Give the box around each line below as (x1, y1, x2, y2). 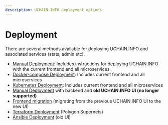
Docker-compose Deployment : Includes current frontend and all (12, 71, 145, 77)
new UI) (12, 103, 29, 109)
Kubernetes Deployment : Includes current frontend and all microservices (12, 82, 163, 88)
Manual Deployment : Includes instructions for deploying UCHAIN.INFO (12, 61, 158, 67)
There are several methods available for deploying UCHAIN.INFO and (5, 46, 148, 52)
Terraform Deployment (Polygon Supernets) (12, 108, 104, 114)
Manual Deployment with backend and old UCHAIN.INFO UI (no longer (12, 87, 159, 93)
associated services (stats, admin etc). (5, 51, 85, 57)
